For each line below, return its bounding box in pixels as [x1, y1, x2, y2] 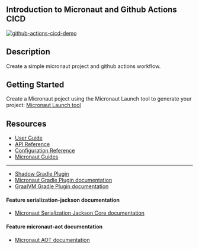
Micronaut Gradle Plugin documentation [14, 177, 113, 184]
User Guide [14, 134, 43, 141]
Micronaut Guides [14, 153, 59, 160]
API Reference [14, 141, 50, 148]
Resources [6, 118, 47, 129]
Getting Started [6, 80, 65, 90]
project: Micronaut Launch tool [6, 102, 81, 109]
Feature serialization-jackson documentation [6, 196, 120, 203]
